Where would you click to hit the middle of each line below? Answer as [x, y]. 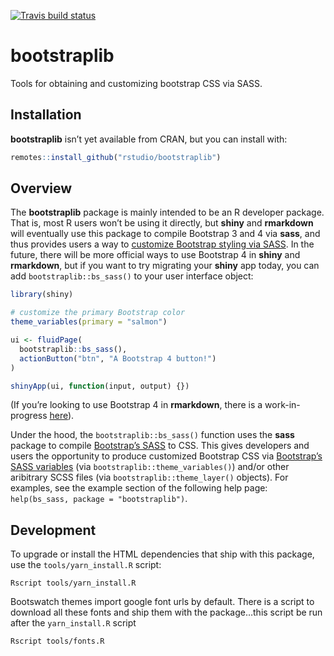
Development [53, 530]
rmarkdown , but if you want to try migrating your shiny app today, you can [165, 266]
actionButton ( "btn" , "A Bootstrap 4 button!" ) [118, 358]
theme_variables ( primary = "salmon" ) [89, 322]
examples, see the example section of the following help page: [139, 488]
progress [29, 416]
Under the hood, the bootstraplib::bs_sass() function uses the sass [152, 435]
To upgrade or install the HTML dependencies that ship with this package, [162, 554]
